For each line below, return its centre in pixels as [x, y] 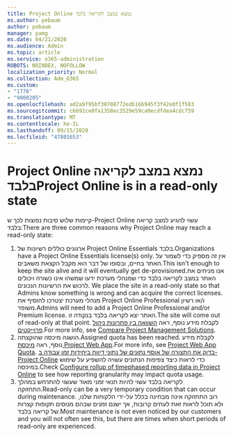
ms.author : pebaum [34, 20]
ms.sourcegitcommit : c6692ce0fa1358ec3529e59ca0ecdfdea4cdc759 [101, 111]
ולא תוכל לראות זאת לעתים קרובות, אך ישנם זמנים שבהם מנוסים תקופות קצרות [120, 404]
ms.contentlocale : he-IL [43, 124]
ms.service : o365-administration [56, 59]
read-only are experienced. [56, 427]
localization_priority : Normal [53, 72]
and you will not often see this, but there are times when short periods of [121, 419]
